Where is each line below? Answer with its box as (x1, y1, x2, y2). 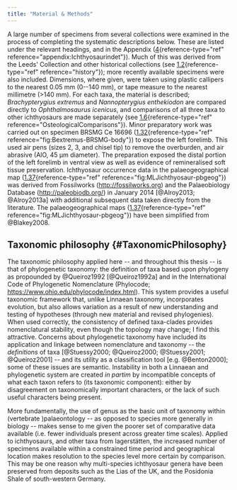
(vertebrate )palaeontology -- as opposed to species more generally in (7, 414, 214, 423)
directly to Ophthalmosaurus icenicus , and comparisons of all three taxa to (7, 105, 225, 113)
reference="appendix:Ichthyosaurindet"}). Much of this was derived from (7, 52, 221, 61)
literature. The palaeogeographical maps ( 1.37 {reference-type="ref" (7, 203, 207, 211)
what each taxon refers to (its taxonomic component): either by (7, 378, 192, 386)
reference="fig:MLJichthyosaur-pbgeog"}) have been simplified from (7, 211, 209, 219)
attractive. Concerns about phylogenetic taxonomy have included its (7, 333, 207, 341)
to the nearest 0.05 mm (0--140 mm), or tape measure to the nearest (7, 82, 208, 91)
